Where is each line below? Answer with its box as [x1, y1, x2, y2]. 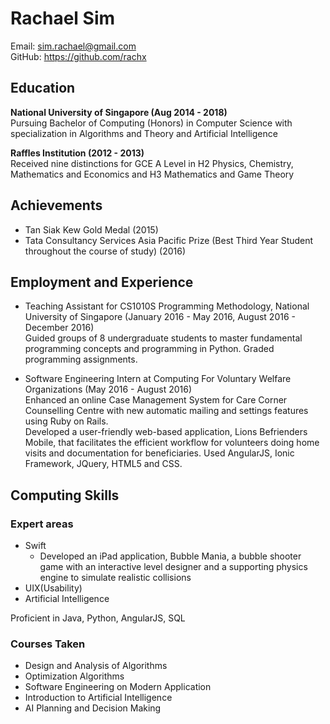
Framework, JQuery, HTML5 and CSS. [24, 458, 183, 470]
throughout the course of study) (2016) [24, 245, 187, 257]
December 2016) [24, 322, 95, 334]
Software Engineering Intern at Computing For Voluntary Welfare [24, 373, 292, 385]
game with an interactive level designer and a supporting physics [39, 561, 308, 573]
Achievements [10, 197, 103, 214]
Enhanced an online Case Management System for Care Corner [24, 394, 288, 406]
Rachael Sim [10, 7, 116, 30]
